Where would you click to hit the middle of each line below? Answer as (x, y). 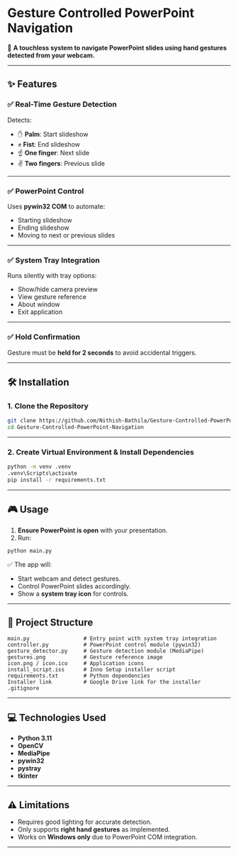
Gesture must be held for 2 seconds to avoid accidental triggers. (102, 352)
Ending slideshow (43, 228)
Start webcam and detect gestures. (69, 579)
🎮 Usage (28, 509)
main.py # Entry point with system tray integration (112, 639)
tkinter (28, 776)
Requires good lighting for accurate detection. (85, 822)
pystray (29, 769)
